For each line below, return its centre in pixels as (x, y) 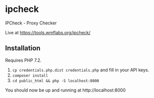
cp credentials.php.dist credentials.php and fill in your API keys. (81, 70)
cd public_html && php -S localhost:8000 (55, 81)
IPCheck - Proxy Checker (31, 23)
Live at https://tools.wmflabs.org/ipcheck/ (48, 32)
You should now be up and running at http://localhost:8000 (65, 90)
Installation (23, 48)
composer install (30, 76)
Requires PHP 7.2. (23, 60)
